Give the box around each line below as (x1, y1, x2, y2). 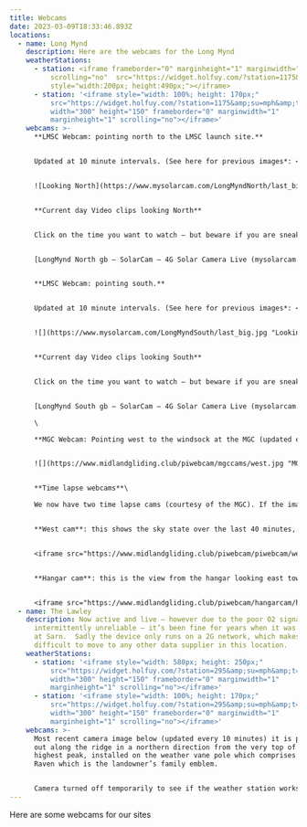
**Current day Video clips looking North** (33, 206, 203, 215)
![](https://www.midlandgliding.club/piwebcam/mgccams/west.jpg (33, 459, 284, 469)
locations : (9, 30, 51, 39)
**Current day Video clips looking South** (33, 353, 203, 362)
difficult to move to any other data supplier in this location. (33, 641, 288, 650)
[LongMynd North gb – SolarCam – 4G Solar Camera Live (33, 255, 248, 264)
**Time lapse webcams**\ (33, 483, 129, 493)
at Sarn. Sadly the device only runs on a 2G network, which (33, 632, 276, 641)
